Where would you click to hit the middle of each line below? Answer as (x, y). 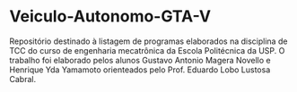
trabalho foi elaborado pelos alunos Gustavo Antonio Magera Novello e (140, 60)
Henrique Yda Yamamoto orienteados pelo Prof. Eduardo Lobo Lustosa (140, 70)
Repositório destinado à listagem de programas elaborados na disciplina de (148, 41)
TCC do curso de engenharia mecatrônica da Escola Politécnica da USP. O (147, 50)
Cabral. (23, 79)
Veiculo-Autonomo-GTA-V (110, 17)
